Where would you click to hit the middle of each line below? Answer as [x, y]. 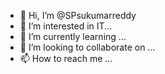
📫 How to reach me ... [66, 58]
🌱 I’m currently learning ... [73, 36]
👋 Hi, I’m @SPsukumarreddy [78, 15]
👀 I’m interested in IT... [66, 26]
